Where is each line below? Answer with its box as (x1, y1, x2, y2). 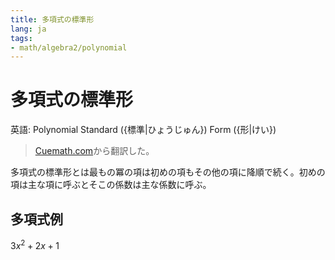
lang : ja (10, 24, 47, 34)
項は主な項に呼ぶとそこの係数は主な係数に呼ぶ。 (10, 179, 212, 191)
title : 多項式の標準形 (10, 14, 95, 25)
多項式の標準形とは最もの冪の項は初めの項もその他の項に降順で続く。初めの (10, 166, 326, 178)
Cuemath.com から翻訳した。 (34, 145, 155, 157)
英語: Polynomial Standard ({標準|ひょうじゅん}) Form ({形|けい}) (10, 124, 277, 136)
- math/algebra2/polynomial (10, 42, 128, 53)
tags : (10, 33, 33, 43)
